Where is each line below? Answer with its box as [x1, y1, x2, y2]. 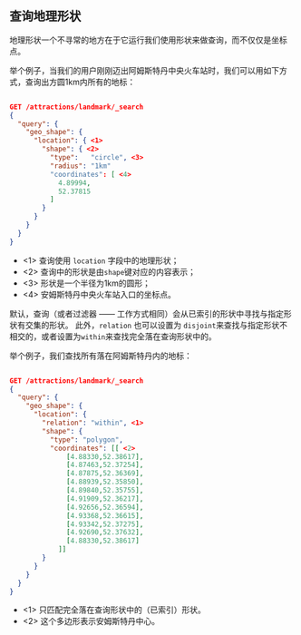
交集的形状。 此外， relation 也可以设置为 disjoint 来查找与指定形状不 [24, 319, 288, 330]
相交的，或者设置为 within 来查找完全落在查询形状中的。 [9, 330, 217, 342]
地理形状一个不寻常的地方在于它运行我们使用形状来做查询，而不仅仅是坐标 [9, 34, 287, 45]
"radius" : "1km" [49, 161, 112, 171]
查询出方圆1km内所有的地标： [24, 76, 136, 87]
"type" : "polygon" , [49, 435, 124, 444]
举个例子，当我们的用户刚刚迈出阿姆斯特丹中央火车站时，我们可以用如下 [9, 64, 279, 75]
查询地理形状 [9, 8, 82, 24]
